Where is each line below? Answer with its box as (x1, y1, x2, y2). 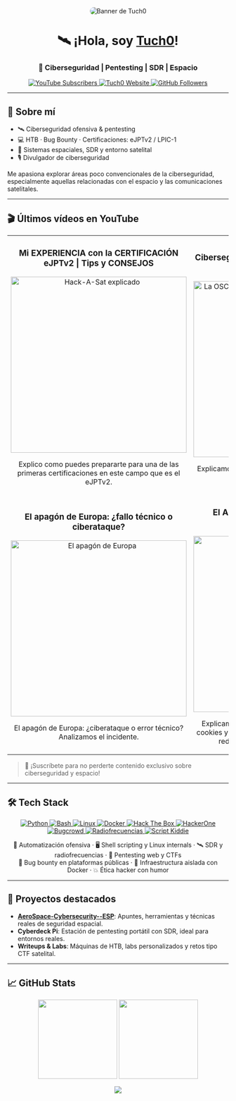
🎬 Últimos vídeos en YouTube (7, 213, 139, 225)
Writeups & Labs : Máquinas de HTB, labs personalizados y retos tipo (17, 942, 218, 950)
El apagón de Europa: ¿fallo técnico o (24, 511, 173, 523)
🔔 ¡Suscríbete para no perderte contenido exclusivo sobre (24, 761, 192, 770)
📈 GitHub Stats (7, 977, 76, 989)
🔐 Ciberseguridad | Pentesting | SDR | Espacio (38, 63, 198, 73)
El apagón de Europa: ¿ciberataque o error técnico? (13, 723, 184, 733)
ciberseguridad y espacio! (24, 769, 100, 777)
